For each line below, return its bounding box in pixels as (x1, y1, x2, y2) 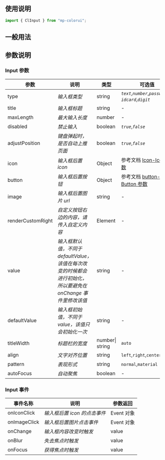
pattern (7, 361, 25, 367)
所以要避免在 (57, 282, 87, 289)
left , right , (121, 351, 147, 358)
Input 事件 (5, 386, 29, 393)
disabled (7, 123, 27, 130)
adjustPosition (7, 139, 40, 146)
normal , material (121, 361, 158, 367)
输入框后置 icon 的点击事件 (44, 410, 106, 417)
